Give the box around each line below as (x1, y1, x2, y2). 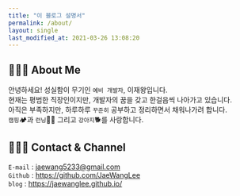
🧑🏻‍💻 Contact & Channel (8, 140, 127, 155)
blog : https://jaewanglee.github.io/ (8, 179, 123, 188)
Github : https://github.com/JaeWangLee (8, 170, 141, 179)
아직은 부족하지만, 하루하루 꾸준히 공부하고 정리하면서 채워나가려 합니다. (8, 105, 227, 115)
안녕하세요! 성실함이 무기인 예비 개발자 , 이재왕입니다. (8, 85, 168, 95)
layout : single (8, 26, 59, 34)
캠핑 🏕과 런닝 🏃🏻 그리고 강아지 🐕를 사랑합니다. (8, 115, 144, 125)
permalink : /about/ (8, 19, 73, 27)
